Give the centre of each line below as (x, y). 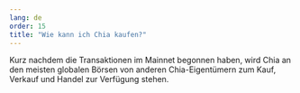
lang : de (26, 18)
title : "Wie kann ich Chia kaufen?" (78, 34)
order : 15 (28, 26)
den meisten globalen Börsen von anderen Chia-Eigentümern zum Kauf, (143, 70)
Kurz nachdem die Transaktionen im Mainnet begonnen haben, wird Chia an (150, 60)
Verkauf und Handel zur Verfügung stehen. (89, 79)
